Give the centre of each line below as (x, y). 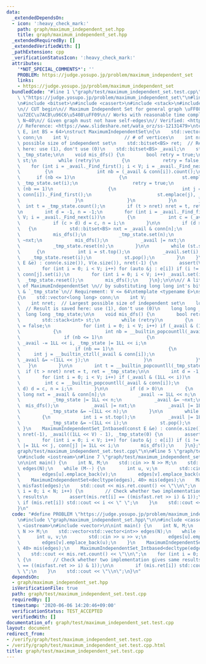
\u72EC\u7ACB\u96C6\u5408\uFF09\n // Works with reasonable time (101, 115)
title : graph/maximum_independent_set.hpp (72, 35)
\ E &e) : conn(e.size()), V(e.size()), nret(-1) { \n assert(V (109, 263)
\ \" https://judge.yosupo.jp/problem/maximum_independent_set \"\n (104, 98)
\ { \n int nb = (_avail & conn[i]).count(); (107, 172)
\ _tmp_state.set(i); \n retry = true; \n (96, 183)
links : (26, 80)
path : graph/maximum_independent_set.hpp (71, 29)
